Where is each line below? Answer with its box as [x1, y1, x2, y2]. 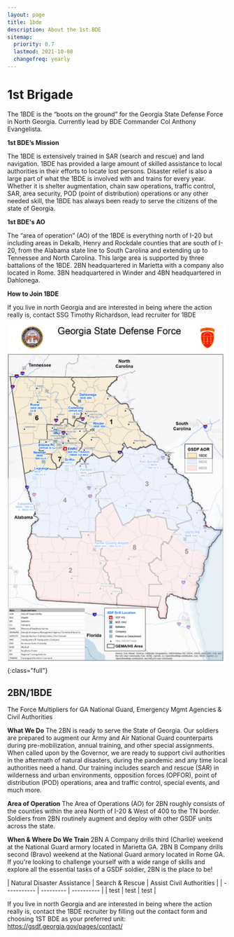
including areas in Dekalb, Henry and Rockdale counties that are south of [7, 238, 218, 247]
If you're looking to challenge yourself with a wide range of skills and [7, 858, 205, 866]
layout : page [7, 11, 45, 18]
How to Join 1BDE [7, 289, 59, 298]
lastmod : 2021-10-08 [13, 48, 73, 55]
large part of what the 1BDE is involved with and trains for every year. [7, 174, 206, 182]
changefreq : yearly [13, 56, 71, 63]
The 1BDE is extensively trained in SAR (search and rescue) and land [7, 151, 205, 160]
